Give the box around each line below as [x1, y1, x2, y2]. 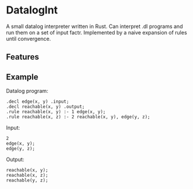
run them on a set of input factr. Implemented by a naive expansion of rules [6, 29, 187, 36]
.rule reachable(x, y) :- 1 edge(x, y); [6, 109, 106, 115]
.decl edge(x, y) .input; [6, 99, 69, 105]
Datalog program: [6, 87, 49, 94]
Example [6, 72, 39, 82]
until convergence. [6, 35, 51, 42]
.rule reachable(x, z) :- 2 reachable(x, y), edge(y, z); [6, 114, 150, 120]
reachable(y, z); [6, 177, 49, 184]
